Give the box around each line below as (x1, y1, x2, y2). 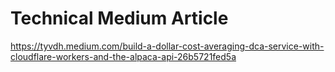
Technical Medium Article (10, 7, 229, 30)
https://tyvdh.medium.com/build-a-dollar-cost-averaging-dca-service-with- (10, 40, 325, 52)
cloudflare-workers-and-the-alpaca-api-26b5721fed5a (10, 50, 237, 62)
